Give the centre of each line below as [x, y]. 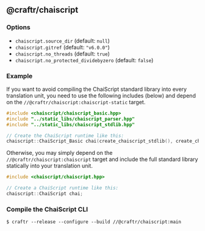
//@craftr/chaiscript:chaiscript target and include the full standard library [102, 159]
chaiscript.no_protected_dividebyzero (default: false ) [84, 60]
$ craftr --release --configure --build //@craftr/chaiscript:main [94, 222]
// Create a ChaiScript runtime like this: [63, 188]
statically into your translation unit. [50, 166]
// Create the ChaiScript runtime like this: [65, 136]
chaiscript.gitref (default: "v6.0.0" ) [62, 47]
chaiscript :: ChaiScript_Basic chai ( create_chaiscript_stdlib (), [90, 141]
